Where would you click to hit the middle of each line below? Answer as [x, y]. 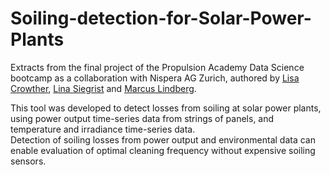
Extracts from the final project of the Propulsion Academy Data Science [157, 67]
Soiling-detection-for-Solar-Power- [161, 18]
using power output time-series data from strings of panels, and [142, 118]
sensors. [28, 161]
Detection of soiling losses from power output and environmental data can [163, 139]
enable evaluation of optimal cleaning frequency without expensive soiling [163, 150]
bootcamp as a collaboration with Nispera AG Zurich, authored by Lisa [155, 78]
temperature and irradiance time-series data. [103, 129]
